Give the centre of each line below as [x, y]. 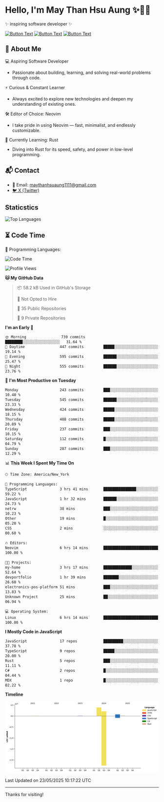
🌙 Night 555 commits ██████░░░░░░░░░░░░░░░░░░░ [82, 367]
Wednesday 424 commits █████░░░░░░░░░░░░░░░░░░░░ [82, 410]
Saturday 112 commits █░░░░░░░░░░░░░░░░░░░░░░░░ [82, 439]
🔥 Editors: [16, 543]
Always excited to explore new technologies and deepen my [72, 99]
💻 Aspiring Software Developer [37, 61]
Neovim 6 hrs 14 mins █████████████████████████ [82, 548]
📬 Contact [22, 171]
